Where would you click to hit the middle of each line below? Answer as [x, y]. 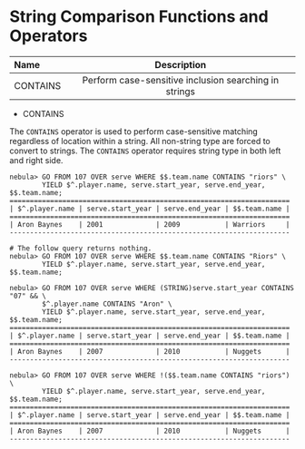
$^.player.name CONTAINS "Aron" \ [107, 304]
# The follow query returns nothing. [81, 248]
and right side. [36, 160]
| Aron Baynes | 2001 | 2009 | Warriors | [150, 224]
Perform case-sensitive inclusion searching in [181, 80]
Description [181, 64]
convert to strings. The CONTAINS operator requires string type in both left [145, 151]
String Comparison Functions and [139, 17]
